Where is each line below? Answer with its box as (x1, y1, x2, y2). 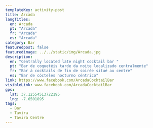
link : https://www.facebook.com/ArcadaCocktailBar (5, 78, 114, 83)
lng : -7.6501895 (10, 96, 44, 101)
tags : (5, 101, 17, 106)
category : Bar (5, 40, 35, 45)
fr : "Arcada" (10, 31, 37, 36)
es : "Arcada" (10, 36, 37, 41)
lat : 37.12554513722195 (10, 92, 60, 97)
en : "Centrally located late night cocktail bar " (10, 59, 119, 64)
